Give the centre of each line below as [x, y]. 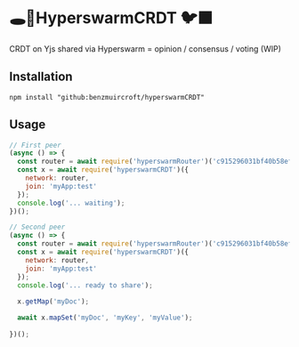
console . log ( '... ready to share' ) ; [85, 285]
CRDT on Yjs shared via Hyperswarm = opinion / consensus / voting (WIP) [145, 48]
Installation [41, 77]
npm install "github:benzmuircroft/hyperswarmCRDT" [107, 97]
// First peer [36, 145]
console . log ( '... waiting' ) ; [71, 203]
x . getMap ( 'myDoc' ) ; [53, 302]
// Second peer [37, 227]
